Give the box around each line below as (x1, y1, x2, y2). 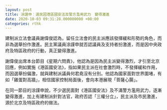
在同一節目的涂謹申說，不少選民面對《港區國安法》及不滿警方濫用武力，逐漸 (5, 87, 162, 93)
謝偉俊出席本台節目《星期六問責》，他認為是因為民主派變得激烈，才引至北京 (5, 58, 160, 64)
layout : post (5, 7, 32, 12)
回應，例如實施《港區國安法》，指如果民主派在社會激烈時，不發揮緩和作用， (5, 64, 160, 70)
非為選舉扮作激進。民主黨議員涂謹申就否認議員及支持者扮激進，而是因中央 (5, 42, 158, 48)
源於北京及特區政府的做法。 (5, 100, 62, 106)
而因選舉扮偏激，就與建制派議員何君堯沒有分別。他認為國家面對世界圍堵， (5, 70, 158, 77)
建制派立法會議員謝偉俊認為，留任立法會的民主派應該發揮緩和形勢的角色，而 (5, 35, 162, 41)
